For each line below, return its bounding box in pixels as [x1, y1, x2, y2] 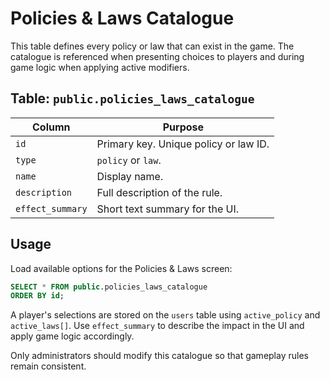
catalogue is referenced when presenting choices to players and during [10, 50, 305, 62]
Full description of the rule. [96, 185, 223, 199]
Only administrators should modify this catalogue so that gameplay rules [10, 350, 309, 362]
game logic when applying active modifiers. [10, 61, 190, 73]
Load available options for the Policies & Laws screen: [10, 262, 233, 274]
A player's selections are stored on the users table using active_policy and [10, 309, 321, 321]
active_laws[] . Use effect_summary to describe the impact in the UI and [10, 320, 305, 332]
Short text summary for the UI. [96, 202, 239, 216]
